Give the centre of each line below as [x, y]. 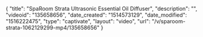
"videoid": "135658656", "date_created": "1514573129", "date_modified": [96, 15]
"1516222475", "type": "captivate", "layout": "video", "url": [78, 21]
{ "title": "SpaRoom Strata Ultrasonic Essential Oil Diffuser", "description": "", [101, 9]
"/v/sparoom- [169, 21]
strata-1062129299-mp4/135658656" [53, 27]
